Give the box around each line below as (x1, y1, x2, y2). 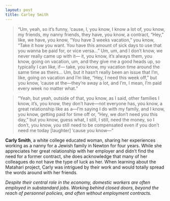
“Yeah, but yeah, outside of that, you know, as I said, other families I (17, 95, 160, 101)
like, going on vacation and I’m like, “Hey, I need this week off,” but (17, 74, 157, 81)
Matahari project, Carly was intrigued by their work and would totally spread (5, 164, 164, 170)
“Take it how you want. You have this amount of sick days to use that (17, 42, 162, 48)
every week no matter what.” (17, 85, 78, 91)
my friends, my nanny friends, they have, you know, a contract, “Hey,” (17, 31, 164, 37)
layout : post (5, 7, 33, 13)
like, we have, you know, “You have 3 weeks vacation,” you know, (17, 36, 155, 43)
